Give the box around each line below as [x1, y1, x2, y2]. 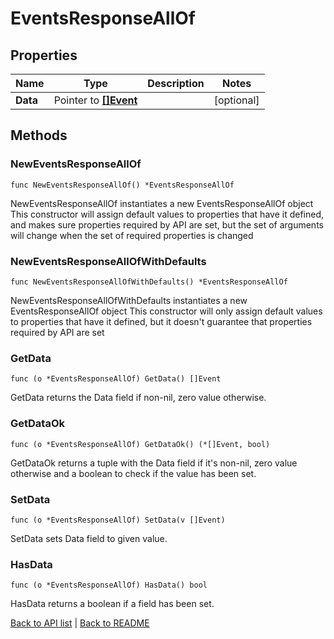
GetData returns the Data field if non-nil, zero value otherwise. [10, 392, 267, 404]
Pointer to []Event [53, 93, 138, 107]
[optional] [213, 93, 260, 107]
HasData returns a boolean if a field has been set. [10, 598, 215, 610]
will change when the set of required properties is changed [10, 229, 254, 241]
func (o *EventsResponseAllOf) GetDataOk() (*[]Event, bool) [10, 439, 271, 449]
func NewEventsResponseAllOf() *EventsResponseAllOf [10, 180, 235, 190]
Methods [10, 127, 68, 144]
